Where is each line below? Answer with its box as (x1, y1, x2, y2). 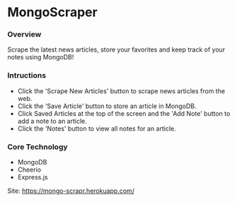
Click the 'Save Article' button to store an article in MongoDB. (17, 102, 197, 110)
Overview (7, 30, 42, 40)
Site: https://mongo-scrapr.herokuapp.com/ (7, 186, 134, 195)
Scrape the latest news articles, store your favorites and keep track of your (7, 45, 226, 54)
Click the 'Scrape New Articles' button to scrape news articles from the (17, 86, 225, 95)
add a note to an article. (17, 117, 87, 125)
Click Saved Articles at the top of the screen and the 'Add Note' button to (17, 109, 231, 117)
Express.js (17, 173, 48, 182)
